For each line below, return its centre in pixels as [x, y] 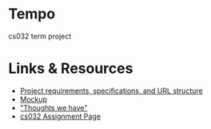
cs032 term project [40, 36]
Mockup [34, 99]
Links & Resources [71, 69]
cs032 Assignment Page [60, 116]
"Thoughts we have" [54, 107]
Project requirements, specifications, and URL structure [111, 91]
